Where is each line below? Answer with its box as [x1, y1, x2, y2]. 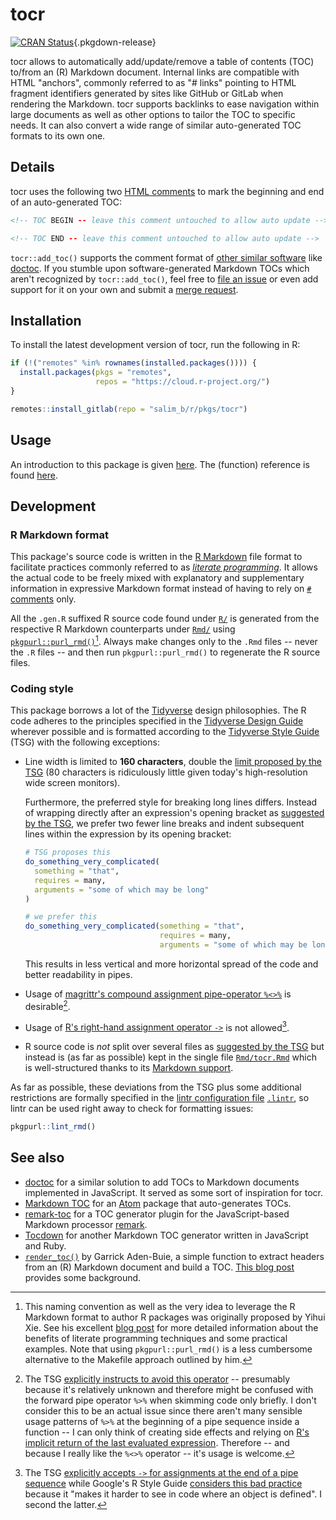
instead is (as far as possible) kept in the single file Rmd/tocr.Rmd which [24, 1051, 317, 1063]
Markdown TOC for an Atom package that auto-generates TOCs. [24, 1197, 292, 1209]
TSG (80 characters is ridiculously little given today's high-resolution [24, 766, 308, 778]
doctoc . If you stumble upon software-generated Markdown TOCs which [10, 262, 310, 274]
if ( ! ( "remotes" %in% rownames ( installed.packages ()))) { [10, 358, 257, 368]
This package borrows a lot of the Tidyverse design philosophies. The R [10, 704, 307, 717]
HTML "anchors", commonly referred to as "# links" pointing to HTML [10, 76, 297, 88]
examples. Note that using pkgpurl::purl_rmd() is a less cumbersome [24, 1343, 313, 1355]
